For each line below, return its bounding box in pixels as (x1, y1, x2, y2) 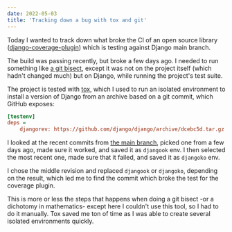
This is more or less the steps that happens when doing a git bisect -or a (7, 195, 215, 204)
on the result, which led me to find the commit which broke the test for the (7, 174, 219, 183)
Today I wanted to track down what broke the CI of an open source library (7, 35, 218, 44)
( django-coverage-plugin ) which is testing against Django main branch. (7, 43, 211, 51)
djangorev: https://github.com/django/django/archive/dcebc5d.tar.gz (19, 126, 225, 133)
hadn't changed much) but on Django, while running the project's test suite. (7, 71, 223, 80)
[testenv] (7, 113, 36, 120)
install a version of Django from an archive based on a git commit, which (7, 92, 213, 101)
